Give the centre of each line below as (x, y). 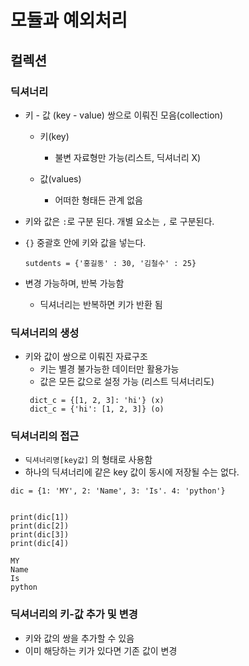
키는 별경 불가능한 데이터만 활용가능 (109, 369)
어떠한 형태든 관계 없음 (99, 200)
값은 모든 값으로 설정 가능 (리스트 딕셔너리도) (127, 382)
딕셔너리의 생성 (45, 333)
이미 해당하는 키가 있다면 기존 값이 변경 (101, 650)
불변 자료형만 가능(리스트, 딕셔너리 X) (128, 157)
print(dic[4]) (40, 544)
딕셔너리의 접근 (45, 436)
